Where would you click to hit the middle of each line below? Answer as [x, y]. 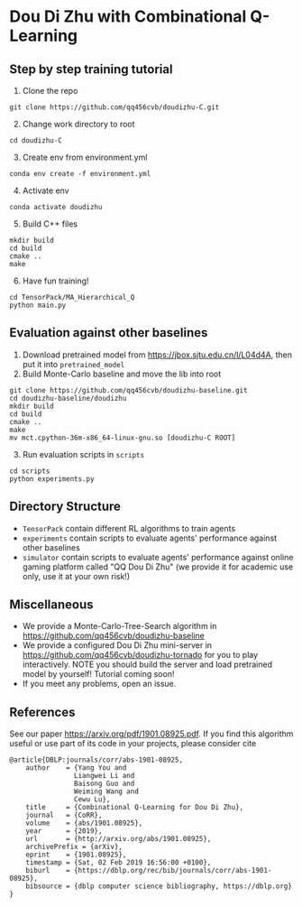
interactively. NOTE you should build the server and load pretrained [147, 664]
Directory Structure [65, 507]
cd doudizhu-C [36, 141]
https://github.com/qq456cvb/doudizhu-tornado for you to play [140, 655]
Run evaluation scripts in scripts [83, 454]
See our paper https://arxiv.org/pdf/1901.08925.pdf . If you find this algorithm [151, 734]
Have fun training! [55, 281]
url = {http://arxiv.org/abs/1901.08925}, [119, 839]
